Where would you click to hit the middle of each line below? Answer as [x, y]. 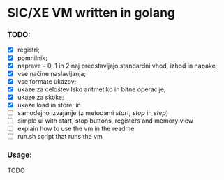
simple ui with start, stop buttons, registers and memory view [105, 121]
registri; [28, 50]
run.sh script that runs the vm [60, 137]
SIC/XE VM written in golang [91, 13]
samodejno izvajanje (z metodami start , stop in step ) [93, 112]
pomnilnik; [32, 58]
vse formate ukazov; [47, 81]
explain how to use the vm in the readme [76, 129]
